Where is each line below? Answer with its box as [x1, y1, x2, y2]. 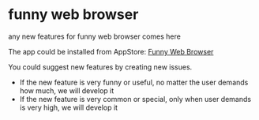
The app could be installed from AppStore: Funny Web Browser [8, 47, 214, 56]
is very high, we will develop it [19, 103, 118, 112]
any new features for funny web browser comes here [8, 32, 182, 41]
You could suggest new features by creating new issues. [8, 62, 193, 72]
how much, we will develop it [19, 85, 114, 96]
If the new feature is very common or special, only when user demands [19, 94, 251, 103]
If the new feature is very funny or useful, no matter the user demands [19, 77, 249, 87]
